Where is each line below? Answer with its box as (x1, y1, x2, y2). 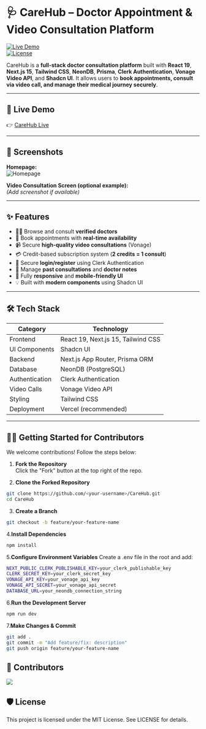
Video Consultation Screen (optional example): (6, 181, 129, 189)
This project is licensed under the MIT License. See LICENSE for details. (6, 716, 188, 723)
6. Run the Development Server (6, 599, 86, 606)
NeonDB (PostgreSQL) (60, 365, 126, 373)
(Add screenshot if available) (6, 188, 80, 196)
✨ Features (6, 212, 50, 222)
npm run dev (6, 611, 37, 617)
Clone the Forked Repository (15, 479, 90, 486)
